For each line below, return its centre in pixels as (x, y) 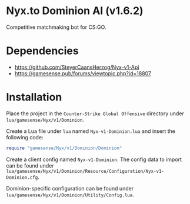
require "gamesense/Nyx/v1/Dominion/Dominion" (64, 148)
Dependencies (42, 51)
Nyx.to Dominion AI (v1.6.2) (75, 11)
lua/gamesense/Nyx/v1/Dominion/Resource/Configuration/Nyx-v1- (85, 171)
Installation (34, 97)
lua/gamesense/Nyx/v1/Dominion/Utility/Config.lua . (70, 195)
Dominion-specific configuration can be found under (70, 188)
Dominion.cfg (22, 178)
